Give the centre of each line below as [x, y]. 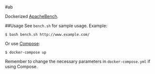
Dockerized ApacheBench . [32, 16]
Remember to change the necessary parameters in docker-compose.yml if [78, 61]
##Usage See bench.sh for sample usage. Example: [56, 26]
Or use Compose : [23, 44]
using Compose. [21, 67]
